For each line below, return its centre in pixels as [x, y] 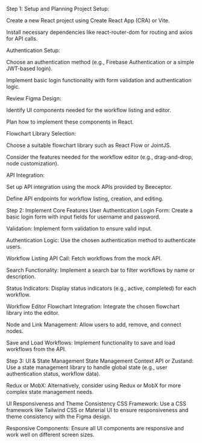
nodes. [15, 331]
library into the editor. [33, 313]
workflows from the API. [36, 349]
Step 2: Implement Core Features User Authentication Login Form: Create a [99, 210]
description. [21, 277]
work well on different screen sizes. [50, 435]
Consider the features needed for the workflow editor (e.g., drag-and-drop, [100, 157]
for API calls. [22, 38]
